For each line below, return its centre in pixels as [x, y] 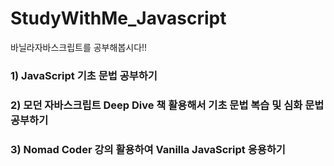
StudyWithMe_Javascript [118, 18]
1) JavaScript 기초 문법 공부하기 [84, 75]
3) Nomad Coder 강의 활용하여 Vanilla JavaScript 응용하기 [148, 149]
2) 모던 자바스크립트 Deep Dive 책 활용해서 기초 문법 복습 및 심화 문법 [167, 105]
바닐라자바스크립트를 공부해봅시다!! [79, 47]
